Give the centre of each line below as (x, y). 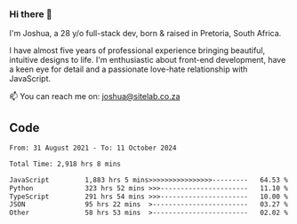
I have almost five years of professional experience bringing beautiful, (137, 50)
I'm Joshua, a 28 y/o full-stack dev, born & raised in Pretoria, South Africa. (145, 34)
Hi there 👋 (31, 14)
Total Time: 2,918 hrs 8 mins (65, 164)
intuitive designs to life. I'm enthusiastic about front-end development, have (148, 60)
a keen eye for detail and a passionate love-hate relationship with (128, 69)
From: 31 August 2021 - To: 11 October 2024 (93, 148)
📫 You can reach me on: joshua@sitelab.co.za (95, 97)
